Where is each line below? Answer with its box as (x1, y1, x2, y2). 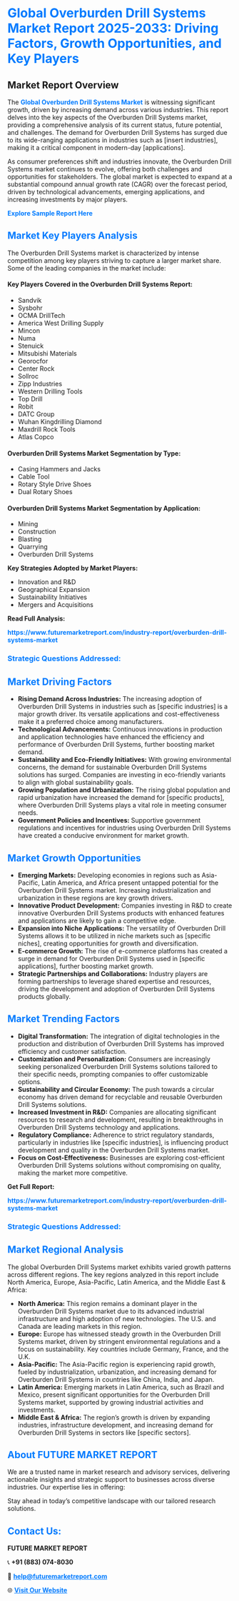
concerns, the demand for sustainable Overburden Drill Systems (17, 763, 207, 772)
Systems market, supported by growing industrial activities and (17, 1397, 203, 1406)
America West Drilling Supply (17, 319, 104, 328)
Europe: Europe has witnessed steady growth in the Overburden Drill (17, 1330, 221, 1338)
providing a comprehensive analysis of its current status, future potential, (7, 121, 223, 129)
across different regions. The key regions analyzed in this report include (7, 1270, 219, 1279)
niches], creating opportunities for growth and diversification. (17, 939, 198, 948)
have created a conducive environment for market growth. (17, 831, 189, 840)
